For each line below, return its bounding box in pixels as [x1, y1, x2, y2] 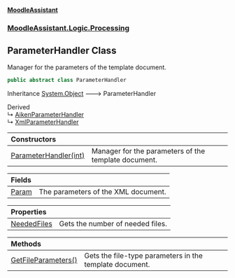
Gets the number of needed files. [59, 219, 168, 229]
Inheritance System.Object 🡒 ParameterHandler [7, 90, 156, 98]
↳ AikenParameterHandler [7, 111, 85, 119]
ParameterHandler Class [7, 44, 117, 56]
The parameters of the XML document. [38, 187, 166, 197]
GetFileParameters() [10, 256, 78, 265]
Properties [10, 207, 47, 217]
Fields [10, 175, 31, 185]
